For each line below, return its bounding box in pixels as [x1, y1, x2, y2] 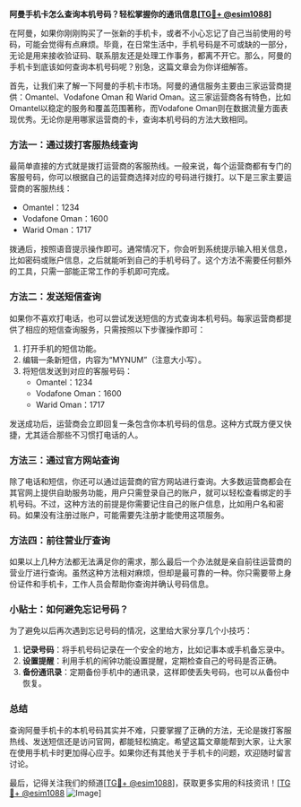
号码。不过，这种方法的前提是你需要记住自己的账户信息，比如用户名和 [16, 498, 276, 509]
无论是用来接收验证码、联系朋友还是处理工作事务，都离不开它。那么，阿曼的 [9, 50, 292, 61]
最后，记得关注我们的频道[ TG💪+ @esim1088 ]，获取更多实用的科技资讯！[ [9, 777, 280, 788]
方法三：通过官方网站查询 [9, 454, 120, 466]
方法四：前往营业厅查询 [9, 534, 110, 546]
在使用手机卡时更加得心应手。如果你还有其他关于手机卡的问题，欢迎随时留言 [9, 747, 292, 758]
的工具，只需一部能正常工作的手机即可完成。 [9, 266, 175, 277]
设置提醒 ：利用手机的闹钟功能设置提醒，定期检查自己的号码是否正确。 [21, 655, 282, 666]
